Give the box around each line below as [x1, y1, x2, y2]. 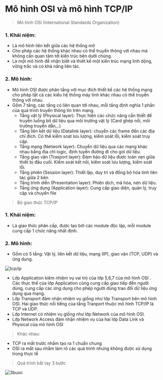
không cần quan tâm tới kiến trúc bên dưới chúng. [12, 53, 112, 59]
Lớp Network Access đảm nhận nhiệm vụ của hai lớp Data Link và [12, 316, 145, 322]
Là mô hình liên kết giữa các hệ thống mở [12, 43, 95, 49]
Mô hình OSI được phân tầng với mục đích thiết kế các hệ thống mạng [12, 87, 152, 92]
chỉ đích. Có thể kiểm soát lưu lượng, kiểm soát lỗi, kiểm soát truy [19, 133, 150, 139]
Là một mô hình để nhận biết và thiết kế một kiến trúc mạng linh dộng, [12, 58, 153, 64]
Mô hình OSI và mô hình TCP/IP [5, 3, 133, 15]
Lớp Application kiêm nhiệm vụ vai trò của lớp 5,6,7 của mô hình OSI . [12, 275, 151, 281]
